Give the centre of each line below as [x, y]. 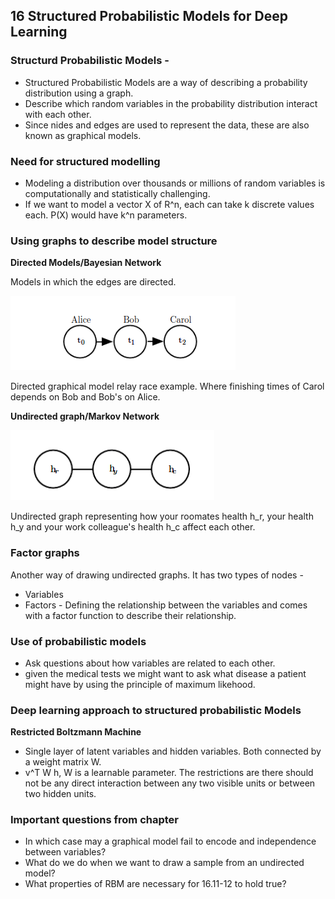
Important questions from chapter [95, 820]
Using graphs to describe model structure [114, 241]
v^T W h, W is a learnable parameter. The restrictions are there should [169, 773]
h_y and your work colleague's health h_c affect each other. [133, 527]
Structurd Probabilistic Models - [90, 61]
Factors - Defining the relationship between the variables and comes [166, 605]
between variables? [65, 852]
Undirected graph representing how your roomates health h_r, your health [162, 516]
